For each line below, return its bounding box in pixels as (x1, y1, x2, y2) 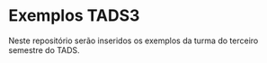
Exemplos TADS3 (8, 5, 140, 26)
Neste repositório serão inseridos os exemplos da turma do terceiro (8, 35, 259, 46)
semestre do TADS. (8, 44, 80, 55)
